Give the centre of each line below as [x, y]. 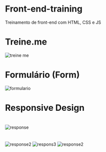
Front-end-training [44, 9]
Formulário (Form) [43, 75]
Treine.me [26, 42]
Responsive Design [45, 108]
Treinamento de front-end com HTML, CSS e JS [53, 22]
